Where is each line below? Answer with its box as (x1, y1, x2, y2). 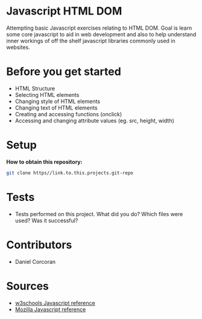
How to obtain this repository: (6, 158, 83, 165)
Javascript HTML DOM (6, 4, 122, 18)
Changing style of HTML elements (14, 97, 101, 105)
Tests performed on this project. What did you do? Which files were (14, 210, 183, 217)
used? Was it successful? (14, 217, 78, 224)
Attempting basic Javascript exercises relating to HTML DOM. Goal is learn (6, 24, 192, 31)
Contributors (6, 238, 72, 252)
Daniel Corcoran (14, 258, 56, 265)
